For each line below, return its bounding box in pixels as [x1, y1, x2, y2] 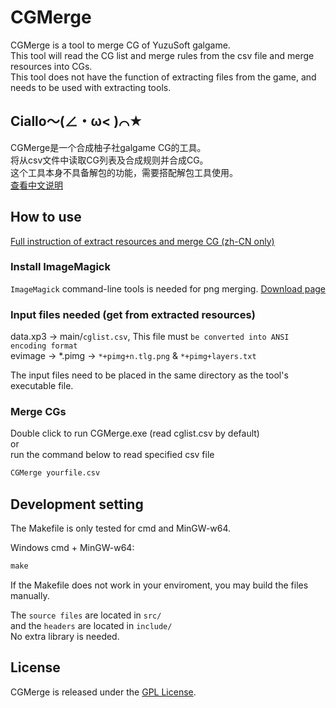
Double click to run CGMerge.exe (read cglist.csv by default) [10, 427, 260, 440]
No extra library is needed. [10, 631, 120, 643]
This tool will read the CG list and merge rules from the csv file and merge [10, 49, 315, 61]
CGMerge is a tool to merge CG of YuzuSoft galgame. [10, 39, 231, 51]
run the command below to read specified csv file [10, 449, 215, 461]
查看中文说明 [10, 179, 63, 191]
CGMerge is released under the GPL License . [10, 686, 197, 698]
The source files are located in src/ [10, 609, 162, 621]
